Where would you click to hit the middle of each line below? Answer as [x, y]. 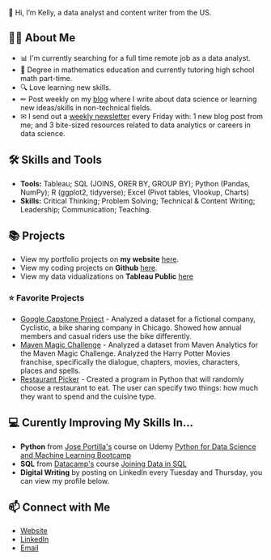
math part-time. [46, 78]
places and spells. [50, 370]
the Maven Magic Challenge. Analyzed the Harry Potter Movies [125, 353]
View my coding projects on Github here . [89, 268]
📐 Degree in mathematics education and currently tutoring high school [137, 70]
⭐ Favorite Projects [47, 298]
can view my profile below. [65, 481]
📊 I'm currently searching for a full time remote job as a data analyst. [135, 58]
